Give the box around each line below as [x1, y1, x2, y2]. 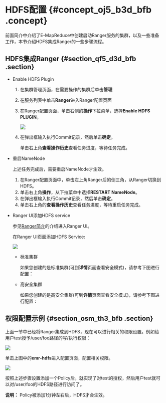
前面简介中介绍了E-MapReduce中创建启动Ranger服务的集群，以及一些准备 [5, 32, 159, 38]
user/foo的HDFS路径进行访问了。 [16, 381, 85, 387]
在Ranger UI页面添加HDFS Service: [12, 234, 85, 240]
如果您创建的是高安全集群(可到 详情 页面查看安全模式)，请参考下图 [20, 292, 155, 298]
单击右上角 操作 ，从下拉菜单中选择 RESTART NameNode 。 [20, 189, 140, 195]
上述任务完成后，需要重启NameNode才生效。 [12, 166, 107, 172]
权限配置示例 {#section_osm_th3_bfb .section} [5, 314, 153, 323]
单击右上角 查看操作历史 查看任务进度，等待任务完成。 [20, 144, 130, 150]
